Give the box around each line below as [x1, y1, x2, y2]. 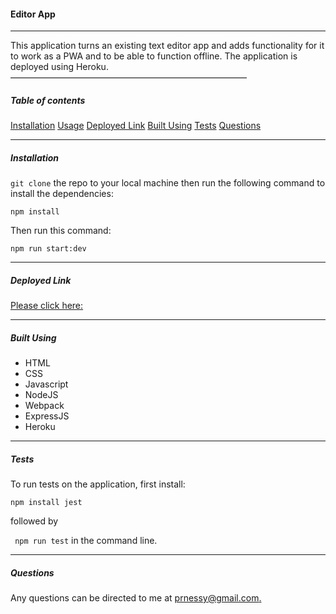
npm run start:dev [10, 244, 87, 254]
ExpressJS [24, 410, 70, 422]
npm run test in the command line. [14, 535, 158, 547]
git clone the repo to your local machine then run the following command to [10, 177, 326, 189]
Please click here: [10, 300, 84, 312]
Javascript [24, 378, 69, 390]
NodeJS [24, 389, 59, 401]
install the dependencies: [10, 188, 114, 200]
